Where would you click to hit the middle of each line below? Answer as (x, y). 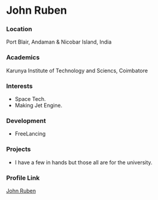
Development (26, 121)
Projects (18, 149)
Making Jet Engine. (38, 106)
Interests (19, 86)
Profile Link (23, 178)
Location (19, 29)
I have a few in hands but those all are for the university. (83, 162)
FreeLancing (30, 134)
